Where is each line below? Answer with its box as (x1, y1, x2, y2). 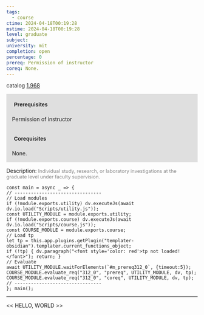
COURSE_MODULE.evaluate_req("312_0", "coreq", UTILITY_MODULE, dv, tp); (6, 275, 194, 281)
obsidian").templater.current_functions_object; (6, 243, 132, 249)
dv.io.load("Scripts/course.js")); (6, 222, 97, 228)
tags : (6, 8, 20, 15)
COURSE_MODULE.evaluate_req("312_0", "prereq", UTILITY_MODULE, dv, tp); (6, 269, 197, 276)
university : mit (6, 43, 47, 49)
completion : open (6, 49, 50, 55)
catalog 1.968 (6, 82, 41, 89)
